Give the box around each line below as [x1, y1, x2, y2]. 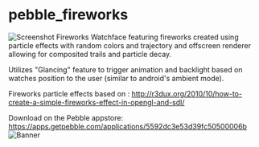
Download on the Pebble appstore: [8, 112, 123, 122]
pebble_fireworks [8, 6, 129, 24]
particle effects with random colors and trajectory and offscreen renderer [8, 40, 252, 50]
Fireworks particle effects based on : [8, 88, 130, 98]
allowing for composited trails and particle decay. [8, 49, 172, 59]
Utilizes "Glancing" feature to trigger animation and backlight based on [8, 64, 243, 74]
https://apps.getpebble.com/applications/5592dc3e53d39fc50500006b [8, 121, 248, 131]
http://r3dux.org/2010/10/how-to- [131, 88, 243, 98]
